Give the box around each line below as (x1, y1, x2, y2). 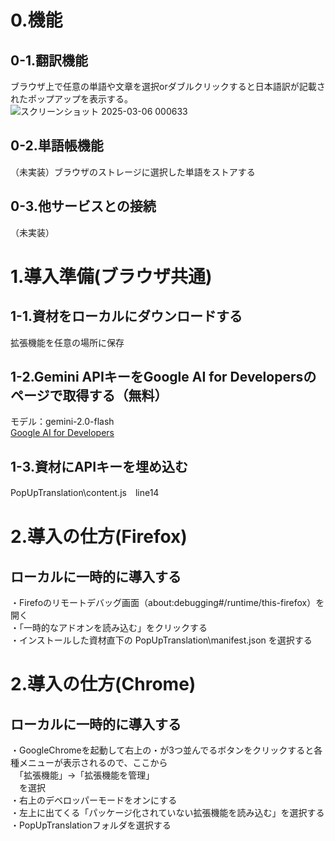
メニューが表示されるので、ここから (18, 757, 168, 769)
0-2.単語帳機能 (10, 137, 104, 155)
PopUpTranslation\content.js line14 (10, 487, 160, 499)
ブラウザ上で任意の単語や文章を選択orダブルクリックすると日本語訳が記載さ (10, 81, 326, 92)
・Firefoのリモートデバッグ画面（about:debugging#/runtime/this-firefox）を (10, 597, 325, 609)
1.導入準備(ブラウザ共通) (10, 265, 213, 288)
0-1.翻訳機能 (10, 52, 89, 69)
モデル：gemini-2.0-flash (10, 416, 115, 428)
